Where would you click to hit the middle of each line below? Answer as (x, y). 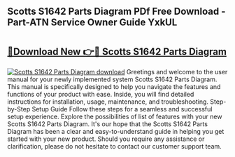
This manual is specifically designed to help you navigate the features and (114, 87)
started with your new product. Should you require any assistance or (106, 139)
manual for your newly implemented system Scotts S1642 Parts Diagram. (112, 79)
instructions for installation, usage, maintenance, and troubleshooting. (108, 102)
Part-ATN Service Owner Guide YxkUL (92, 23)
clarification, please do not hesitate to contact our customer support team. (114, 146)
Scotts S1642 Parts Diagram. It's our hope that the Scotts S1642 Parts (108, 124)
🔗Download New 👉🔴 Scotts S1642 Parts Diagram (117, 52)
